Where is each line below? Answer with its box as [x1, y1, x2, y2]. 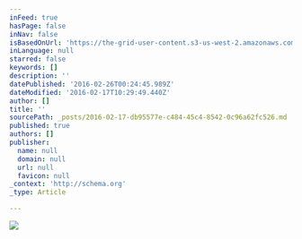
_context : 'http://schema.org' [9, 180, 127, 189]
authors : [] [9, 130, 54, 139]
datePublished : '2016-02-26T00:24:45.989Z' [9, 80, 175, 89]
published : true [9, 122, 70, 131]
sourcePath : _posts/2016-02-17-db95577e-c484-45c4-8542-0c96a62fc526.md [9, 113, 288, 122]
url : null [17, 163, 54, 172]
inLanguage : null [9, 47, 75, 55]
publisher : [9, 138, 50, 147]
